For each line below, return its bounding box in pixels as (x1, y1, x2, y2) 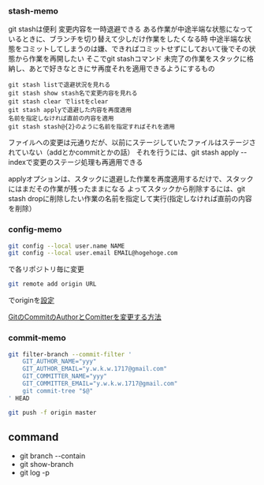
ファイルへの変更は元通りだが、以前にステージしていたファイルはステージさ (8, 138, 256, 147)
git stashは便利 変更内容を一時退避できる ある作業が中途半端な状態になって (8, 24, 254, 34)
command (8, 430, 59, 443)
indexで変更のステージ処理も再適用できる (8, 158, 143, 167)
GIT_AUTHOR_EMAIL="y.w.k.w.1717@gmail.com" (22, 365, 168, 373)
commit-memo (8, 333, 66, 344)
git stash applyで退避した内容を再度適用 (8, 106, 132, 114)
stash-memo (8, 6, 59, 17)
